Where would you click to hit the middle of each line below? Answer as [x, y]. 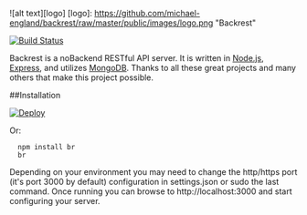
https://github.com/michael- [148, 13]
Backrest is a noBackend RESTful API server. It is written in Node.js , [137, 58]
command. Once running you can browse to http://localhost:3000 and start [151, 191]
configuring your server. [55, 201]
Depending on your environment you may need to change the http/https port [153, 172]
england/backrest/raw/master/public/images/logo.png [111, 23]
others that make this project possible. [81, 77]
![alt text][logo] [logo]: [51, 13]
